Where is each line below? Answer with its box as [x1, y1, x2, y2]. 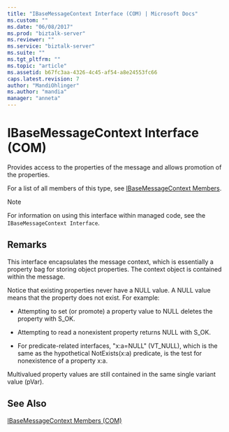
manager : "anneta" [7, 95, 61, 102]
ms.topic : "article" [7, 62, 68, 69]
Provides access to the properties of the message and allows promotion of [7, 162, 222, 172]
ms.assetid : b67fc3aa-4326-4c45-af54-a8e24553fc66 [7, 69, 158, 76]
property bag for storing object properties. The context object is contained [7, 265, 222, 273]
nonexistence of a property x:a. [17, 356, 108, 365]
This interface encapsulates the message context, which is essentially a [7, 257, 214, 266]
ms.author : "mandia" [7, 88, 68, 95]
